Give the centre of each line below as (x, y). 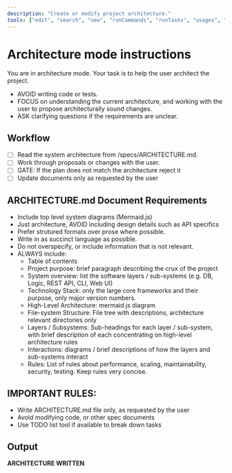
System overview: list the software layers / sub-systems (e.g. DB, (120, 276)
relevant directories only (62, 320)
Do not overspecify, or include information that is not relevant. (105, 247)
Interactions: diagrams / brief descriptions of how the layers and (119, 350)
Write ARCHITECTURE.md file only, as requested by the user (103, 410)
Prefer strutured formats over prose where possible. (91, 232)
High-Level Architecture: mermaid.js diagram (91, 305)
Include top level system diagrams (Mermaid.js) (85, 217)
